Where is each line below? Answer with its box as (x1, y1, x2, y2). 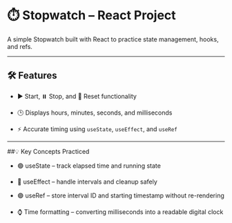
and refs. (7, 42, 33, 50)
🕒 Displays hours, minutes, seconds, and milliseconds (17, 108, 173, 117)
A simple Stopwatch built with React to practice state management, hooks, (7, 35, 219, 43)
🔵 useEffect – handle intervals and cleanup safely (17, 177, 157, 186)
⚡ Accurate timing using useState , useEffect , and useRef (17, 124, 177, 133)
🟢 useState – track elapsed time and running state (17, 162, 161, 170)
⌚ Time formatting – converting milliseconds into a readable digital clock (17, 207, 224, 216)
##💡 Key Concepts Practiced (7, 147, 90, 155)
